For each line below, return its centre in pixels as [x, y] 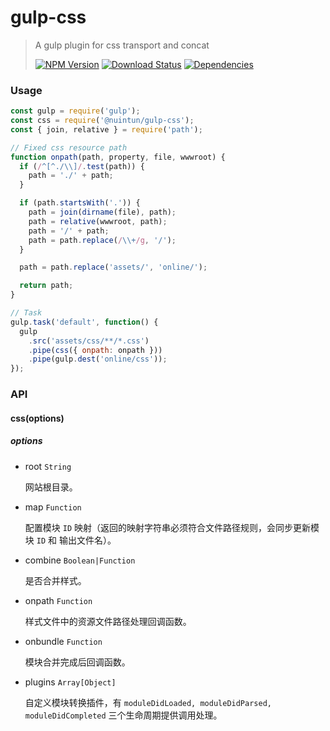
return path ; [46, 286]
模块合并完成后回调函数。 [77, 662]
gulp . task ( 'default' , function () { [84, 322]
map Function [53, 507]
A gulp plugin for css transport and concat [122, 45]
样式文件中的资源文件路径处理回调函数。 [108, 621]
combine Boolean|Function [80, 560]
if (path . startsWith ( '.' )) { [80, 203]
